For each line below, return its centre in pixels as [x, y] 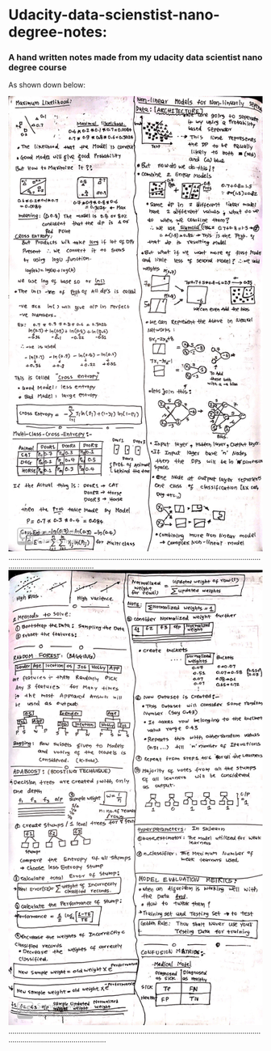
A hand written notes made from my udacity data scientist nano [135, 57]
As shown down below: [47, 85]
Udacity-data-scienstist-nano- [114, 15]
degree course [38, 68]
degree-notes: [58, 32]
